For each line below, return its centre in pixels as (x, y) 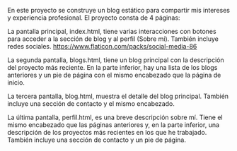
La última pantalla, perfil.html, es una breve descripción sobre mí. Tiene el (115, 117)
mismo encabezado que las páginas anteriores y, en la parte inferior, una (114, 125)
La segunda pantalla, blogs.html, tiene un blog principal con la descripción (116, 60)
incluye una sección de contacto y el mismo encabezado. (91, 104)
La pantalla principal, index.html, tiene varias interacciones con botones (112, 31)
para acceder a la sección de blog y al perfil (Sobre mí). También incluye (113, 39)
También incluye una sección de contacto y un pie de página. (97, 140)
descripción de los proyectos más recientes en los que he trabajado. (107, 132)
